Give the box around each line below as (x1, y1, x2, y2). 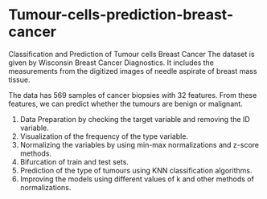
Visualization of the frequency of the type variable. (19, 131, 189, 141)
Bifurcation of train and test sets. (19, 156, 129, 166)
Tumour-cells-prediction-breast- (8, 6, 234, 24)
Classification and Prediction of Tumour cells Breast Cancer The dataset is (8, 49, 255, 59)
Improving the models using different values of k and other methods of (19, 174, 255, 184)
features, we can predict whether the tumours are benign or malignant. (8, 99, 243, 108)
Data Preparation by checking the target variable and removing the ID (19, 114, 251, 124)
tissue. (8, 75, 31, 84)
